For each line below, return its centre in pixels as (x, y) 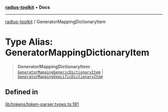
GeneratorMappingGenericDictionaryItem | (60, 72)
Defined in (22, 92)
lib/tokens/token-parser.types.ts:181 (42, 104)
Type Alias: (29, 42)
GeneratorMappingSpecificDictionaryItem (60, 77)
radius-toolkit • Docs (27, 7)
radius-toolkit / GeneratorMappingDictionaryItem (55, 22)
